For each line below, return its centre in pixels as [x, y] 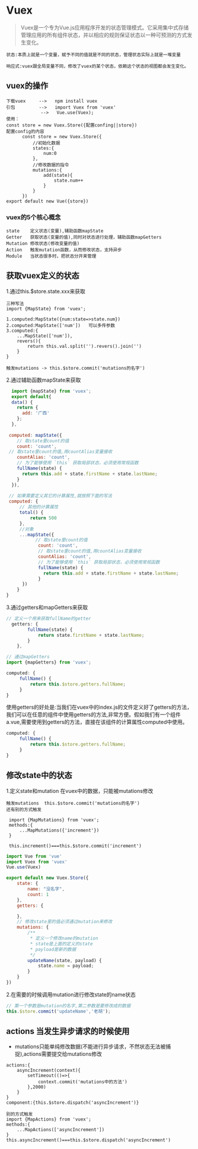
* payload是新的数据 [53, 949]
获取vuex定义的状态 [43, 276]
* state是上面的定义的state [61, 944]
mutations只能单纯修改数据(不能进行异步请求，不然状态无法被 [90, 1047]
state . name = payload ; [66, 966]
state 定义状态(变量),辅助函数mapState [55, 231]
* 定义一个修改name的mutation [64, 938]
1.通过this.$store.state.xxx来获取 [46, 291]
